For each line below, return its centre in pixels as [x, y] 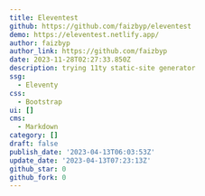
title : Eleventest [44, 18]
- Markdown [38, 127]
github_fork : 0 [38, 177]
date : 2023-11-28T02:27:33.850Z [70, 60]
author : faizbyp [40, 43]
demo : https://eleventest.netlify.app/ [84, 34]
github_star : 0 [38, 169]
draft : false [34, 144]
